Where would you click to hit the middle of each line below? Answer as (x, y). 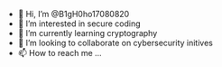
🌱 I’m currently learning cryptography (88, 33)
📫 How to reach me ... (60, 53)
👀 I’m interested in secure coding (79, 24)
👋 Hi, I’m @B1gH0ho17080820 (74, 14)
